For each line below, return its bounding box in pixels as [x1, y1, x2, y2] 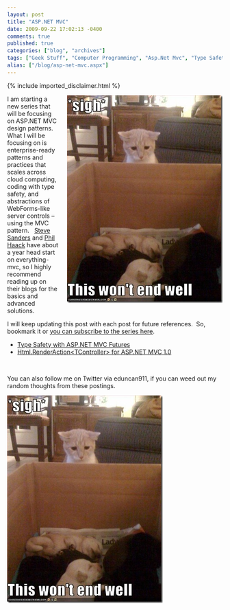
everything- [16, 255, 49, 264]
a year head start [7, 248, 55, 256]
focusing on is [7, 138, 47, 147]
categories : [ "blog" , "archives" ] [7, 47, 106, 54]
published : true [7, 40, 53, 47]
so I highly [22, 262, 51, 271]
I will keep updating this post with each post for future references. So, [7, 319, 206, 328]
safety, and [7, 190, 39, 198]
